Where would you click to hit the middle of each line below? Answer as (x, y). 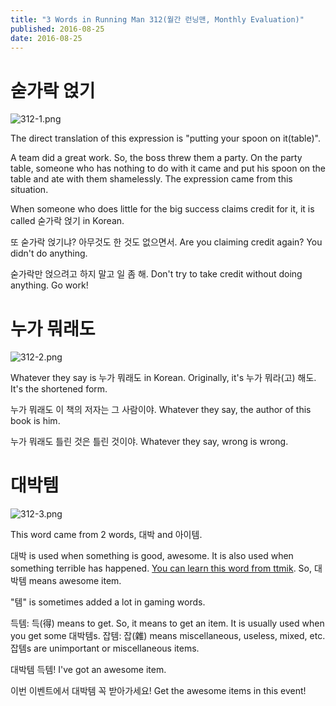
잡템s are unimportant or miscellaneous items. (105, 648)
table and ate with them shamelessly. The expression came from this (151, 179)
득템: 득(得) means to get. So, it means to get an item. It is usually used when (167, 623)
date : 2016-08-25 (46, 38)
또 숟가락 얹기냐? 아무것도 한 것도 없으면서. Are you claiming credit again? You (166, 242)
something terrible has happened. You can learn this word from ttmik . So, (161, 568)
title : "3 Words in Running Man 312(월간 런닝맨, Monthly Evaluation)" (157, 19)
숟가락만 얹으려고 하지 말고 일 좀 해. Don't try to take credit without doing (156, 274)
